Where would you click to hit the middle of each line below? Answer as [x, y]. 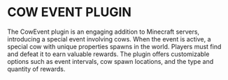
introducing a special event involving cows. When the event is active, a [109, 39]
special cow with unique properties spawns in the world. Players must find [114, 46]
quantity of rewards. [36, 69]
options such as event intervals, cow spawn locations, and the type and [111, 61]
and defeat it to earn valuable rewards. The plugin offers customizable [108, 54]
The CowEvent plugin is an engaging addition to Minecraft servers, [104, 32]
